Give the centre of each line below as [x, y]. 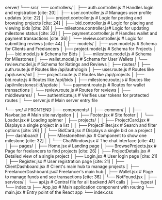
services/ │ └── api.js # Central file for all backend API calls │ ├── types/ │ [81, 182]
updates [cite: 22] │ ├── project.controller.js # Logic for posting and [73, 18]
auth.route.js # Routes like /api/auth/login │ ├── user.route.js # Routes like [80, 69]
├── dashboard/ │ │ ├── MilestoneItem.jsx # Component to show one [76, 135]
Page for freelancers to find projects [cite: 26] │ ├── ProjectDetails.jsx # [78, 151]
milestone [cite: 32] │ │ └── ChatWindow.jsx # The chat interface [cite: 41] [80, 141]
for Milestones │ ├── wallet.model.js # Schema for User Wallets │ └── [76, 59]
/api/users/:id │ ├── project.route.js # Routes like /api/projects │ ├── [75, 75]
